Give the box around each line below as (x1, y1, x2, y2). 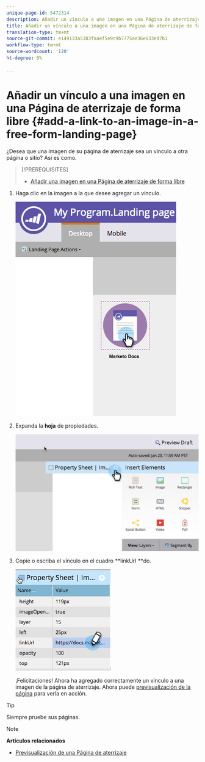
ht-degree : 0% (6, 55, 43, 61)
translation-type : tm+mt (6, 29, 70, 35)
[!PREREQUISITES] (21, 165, 68, 173)
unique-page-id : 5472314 (6, 10, 70, 16)
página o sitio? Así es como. (6, 154, 77, 161)
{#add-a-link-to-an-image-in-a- (31, 114, 199, 128)
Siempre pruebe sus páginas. (6, 713, 81, 721)
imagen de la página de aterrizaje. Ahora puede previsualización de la (15, 683, 191, 691)
